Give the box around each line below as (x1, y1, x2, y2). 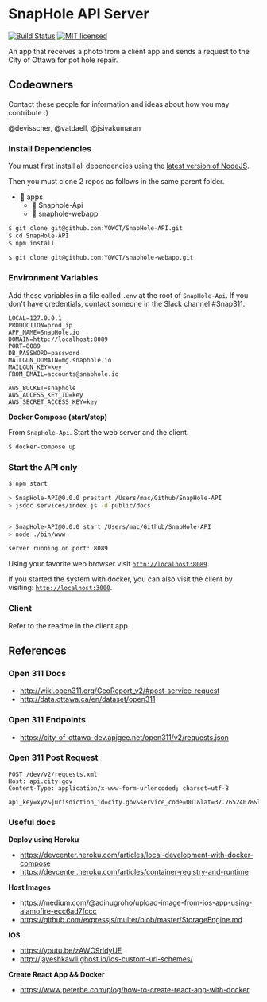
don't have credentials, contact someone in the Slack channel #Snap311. (8, 299, 246, 308)
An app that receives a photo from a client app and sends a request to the (8, 46, 250, 56)
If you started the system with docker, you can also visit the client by (8, 574, 233, 584)
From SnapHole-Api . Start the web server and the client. (8, 427, 189, 436)
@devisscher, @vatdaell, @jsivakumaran (8, 123, 141, 132)
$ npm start (8, 479, 48, 488)
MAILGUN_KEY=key (8, 363, 62, 371)
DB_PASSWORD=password (8, 349, 80, 357)
